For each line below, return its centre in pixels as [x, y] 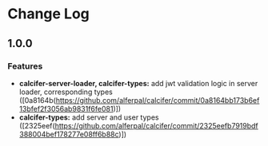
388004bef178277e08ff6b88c [69, 134]
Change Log [48, 14]
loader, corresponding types [66, 92]
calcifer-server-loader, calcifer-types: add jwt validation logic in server [138, 83]
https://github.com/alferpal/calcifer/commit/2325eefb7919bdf [157, 125]
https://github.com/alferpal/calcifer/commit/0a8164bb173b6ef [158, 100]
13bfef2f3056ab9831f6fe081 [66, 109]
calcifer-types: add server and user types [89, 117]
